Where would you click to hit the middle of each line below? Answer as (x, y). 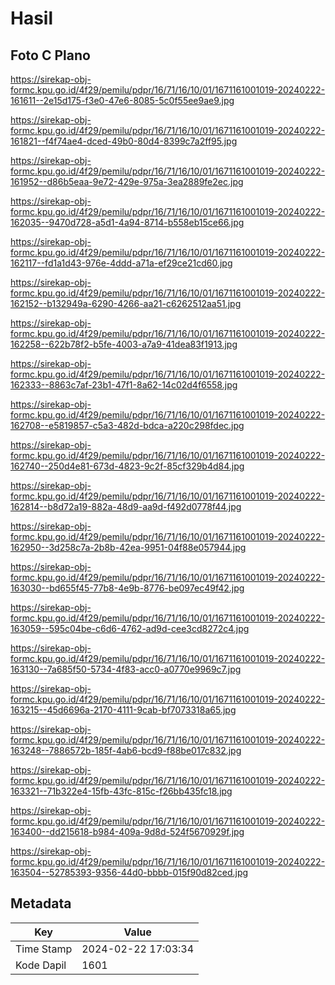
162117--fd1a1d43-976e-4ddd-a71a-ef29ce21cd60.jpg (121, 263)
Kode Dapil (41, 965)
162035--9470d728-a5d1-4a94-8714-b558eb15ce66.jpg (127, 222)
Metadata (41, 903)
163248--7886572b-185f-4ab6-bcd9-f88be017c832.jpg (126, 750)
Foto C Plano (50, 55)
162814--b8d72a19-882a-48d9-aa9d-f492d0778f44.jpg (126, 506)
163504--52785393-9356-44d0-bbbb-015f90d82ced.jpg (129, 872)
